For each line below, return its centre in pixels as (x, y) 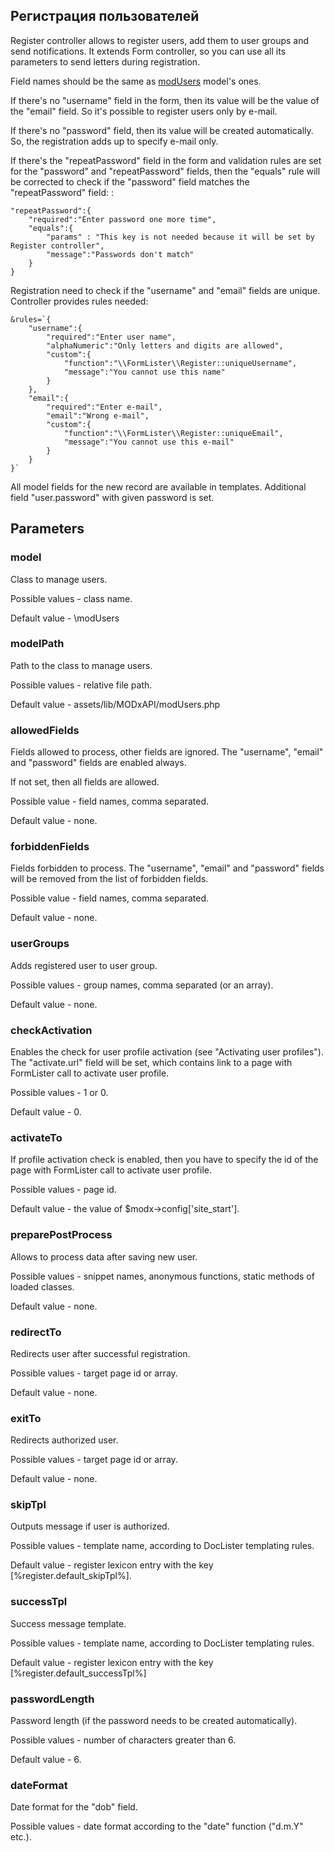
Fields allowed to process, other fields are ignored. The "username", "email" (167, 752)
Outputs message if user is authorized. (90, 1526)
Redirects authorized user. (64, 1440)
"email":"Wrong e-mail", (98, 415)
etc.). (21, 1837)
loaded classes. (42, 1286)
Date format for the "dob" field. (74, 1807)
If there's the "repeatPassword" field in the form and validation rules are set (166, 160)
